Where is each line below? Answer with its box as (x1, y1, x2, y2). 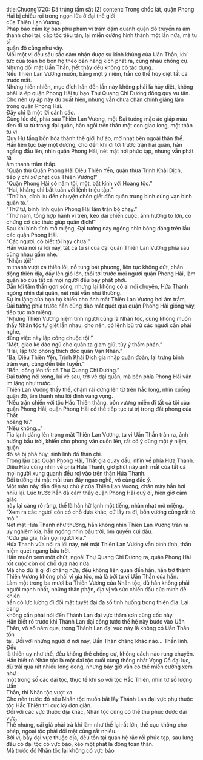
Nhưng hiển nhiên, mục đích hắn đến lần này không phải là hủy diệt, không (6, 83, 193, 90)
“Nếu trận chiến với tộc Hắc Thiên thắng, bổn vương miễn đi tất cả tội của (6, 399, 190, 406)
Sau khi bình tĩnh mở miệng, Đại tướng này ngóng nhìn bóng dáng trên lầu (6, 225, 190, 232)
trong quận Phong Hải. (6, 103, 62, 109)
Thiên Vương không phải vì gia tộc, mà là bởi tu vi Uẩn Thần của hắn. (6, 573, 178, 580)
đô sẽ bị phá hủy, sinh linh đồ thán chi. (6, 451, 102, 457)
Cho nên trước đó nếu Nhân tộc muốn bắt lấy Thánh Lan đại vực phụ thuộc (6, 695, 193, 702)
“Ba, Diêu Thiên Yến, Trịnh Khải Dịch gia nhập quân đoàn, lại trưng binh (6, 354, 184, 361)
